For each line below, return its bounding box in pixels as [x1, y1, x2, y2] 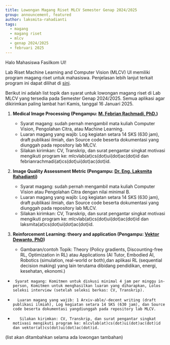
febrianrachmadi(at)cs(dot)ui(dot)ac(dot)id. [20, 158, 111, 164]
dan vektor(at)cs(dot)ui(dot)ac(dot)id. [12, 325, 99, 330]
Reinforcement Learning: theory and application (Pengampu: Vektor [12, 231, 159, 237]
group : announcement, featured [5, 12, 72, 17]
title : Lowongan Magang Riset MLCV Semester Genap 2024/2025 [5, 7, 138, 13]
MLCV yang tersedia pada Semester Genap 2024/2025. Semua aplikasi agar [5, 95, 165, 101]
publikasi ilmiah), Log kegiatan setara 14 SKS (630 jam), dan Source [12, 302, 165, 307]
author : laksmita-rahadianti [5, 17, 67, 22]
